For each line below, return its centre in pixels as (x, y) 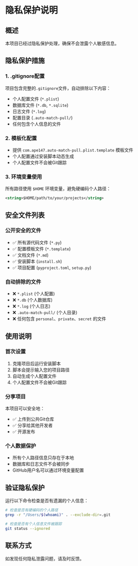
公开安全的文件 (23, 230)
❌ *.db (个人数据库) (32, 300)
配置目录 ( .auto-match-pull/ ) (42, 117)
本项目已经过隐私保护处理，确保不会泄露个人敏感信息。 (62, 43)
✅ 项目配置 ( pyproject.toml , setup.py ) (52, 267)
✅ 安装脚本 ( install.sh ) (37, 261)
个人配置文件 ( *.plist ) (36, 99)
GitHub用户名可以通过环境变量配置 (48, 470)
